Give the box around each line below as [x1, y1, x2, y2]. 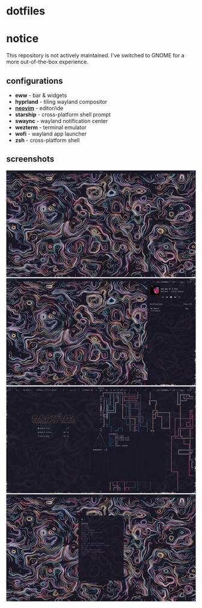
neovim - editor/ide [14, 104, 64, 112]
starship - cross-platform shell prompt [14, 110, 111, 118]
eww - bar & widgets [14, 92, 67, 99]
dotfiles [6, 4, 46, 18]
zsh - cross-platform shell [14, 136, 80, 144]
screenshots [6, 154, 55, 164]
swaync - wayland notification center [14, 117, 108, 124]
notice [6, 32, 39, 46]
